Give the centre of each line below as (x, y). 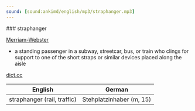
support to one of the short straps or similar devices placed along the (98, 57)
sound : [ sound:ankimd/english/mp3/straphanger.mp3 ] (70, 11)
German (117, 89)
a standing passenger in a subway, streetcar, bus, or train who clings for (102, 51)
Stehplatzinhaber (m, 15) (117, 99)
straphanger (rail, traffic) (43, 99)
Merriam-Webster (28, 39)
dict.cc (14, 75)
